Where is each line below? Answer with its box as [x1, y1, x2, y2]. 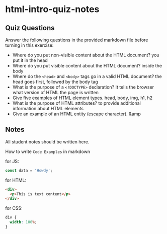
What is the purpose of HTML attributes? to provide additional [12, 100, 141, 106]
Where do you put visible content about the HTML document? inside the [12, 63, 162, 68]
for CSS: [5, 205, 23, 211]
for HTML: [5, 177, 27, 183]
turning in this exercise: [5, 42, 54, 48]
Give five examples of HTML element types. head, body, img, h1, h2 [12, 95, 153, 101]
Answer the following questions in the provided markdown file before [5, 37, 148, 43]
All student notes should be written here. [5, 138, 90, 144]
